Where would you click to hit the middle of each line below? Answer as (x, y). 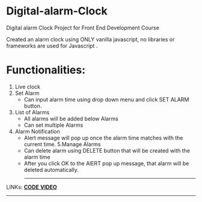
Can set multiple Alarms (54, 125)
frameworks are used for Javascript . (52, 46)
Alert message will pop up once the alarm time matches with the (103, 138)
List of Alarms (32, 112)
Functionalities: (46, 70)
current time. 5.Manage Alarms (62, 144)
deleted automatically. (51, 170)
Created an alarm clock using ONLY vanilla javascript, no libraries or (90, 39)
